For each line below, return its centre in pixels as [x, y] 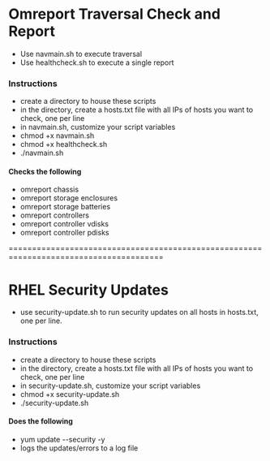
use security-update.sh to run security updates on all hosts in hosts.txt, [139, 312]
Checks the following [45, 171]
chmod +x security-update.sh [70, 394]
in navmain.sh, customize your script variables [98, 127]
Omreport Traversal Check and [115, 14]
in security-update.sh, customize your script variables [110, 386]
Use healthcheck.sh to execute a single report [97, 62]
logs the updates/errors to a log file [79, 448]
